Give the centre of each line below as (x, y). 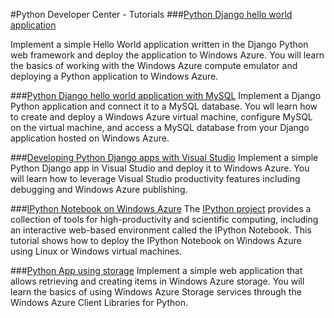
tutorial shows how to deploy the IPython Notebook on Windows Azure (156, 240)
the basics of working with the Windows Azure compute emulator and (154, 65)
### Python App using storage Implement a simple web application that (156, 270)
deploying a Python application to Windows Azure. (114, 76)
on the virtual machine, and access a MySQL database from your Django (160, 127)
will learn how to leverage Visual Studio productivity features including (155, 178)
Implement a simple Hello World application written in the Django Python (159, 44)
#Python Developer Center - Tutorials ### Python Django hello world (151, 14)
